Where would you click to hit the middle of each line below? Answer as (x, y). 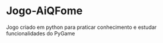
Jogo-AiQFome (44, 11)
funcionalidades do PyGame (41, 33)
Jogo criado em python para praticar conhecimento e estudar (81, 27)
